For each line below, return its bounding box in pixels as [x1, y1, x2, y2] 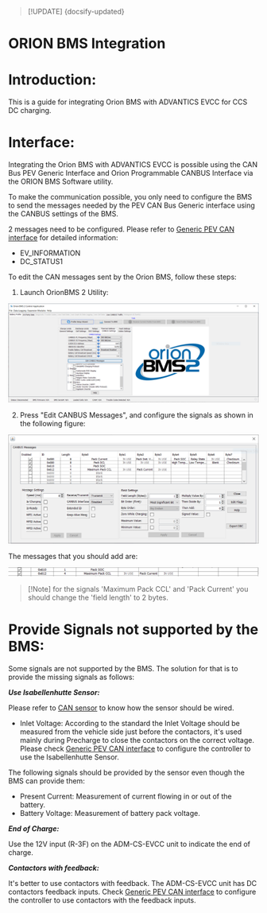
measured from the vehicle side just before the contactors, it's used [19, 727, 242, 736]
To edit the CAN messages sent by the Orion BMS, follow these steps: [8, 272, 237, 282]
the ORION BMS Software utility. [8, 177, 114, 186]
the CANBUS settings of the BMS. [8, 209, 119, 219]
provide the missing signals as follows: [8, 672, 135, 682]
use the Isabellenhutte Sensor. [19, 752, 119, 762]
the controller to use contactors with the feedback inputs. [8, 895, 196, 905]
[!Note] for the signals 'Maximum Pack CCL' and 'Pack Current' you [27, 584, 249, 593]
